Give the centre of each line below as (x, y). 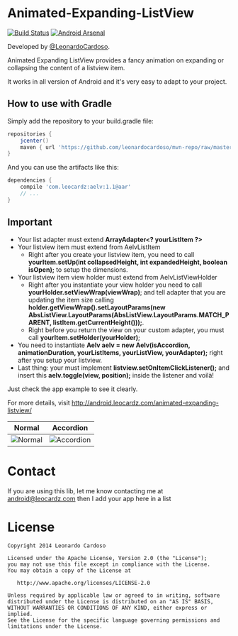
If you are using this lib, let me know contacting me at (85, 490)
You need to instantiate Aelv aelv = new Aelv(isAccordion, (104, 345)
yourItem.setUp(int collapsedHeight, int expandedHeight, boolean (128, 262)
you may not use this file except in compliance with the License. (109, 565)
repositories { (30, 134)
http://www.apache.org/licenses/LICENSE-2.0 (84, 583)
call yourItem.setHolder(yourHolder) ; (84, 337)
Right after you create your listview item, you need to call (111, 254)
